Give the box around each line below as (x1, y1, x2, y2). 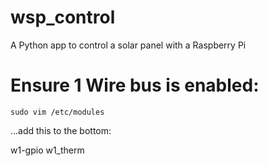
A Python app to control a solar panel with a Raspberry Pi (10, 39, 247, 51)
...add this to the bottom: (10, 124, 112, 136)
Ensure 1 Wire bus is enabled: (10, 74, 260, 97)
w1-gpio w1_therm (10, 144, 85, 156)
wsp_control (10, 6, 116, 29)
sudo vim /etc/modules (10, 107, 105, 117)
